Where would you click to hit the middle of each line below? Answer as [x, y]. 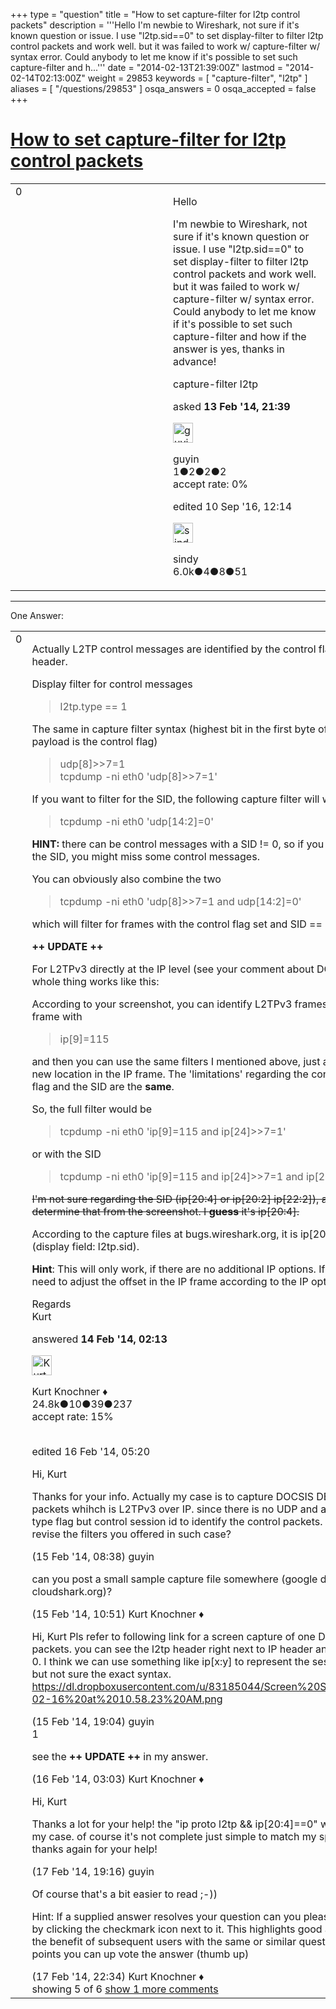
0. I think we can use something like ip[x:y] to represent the [170, 1661]
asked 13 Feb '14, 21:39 [232, 406]
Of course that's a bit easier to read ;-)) [124, 1894]
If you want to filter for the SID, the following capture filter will [175, 799]
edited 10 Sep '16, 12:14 [233, 506]
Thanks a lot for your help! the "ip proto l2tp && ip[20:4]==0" [174, 1824]
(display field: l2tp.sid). [85, 1246]
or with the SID [66, 1154]
